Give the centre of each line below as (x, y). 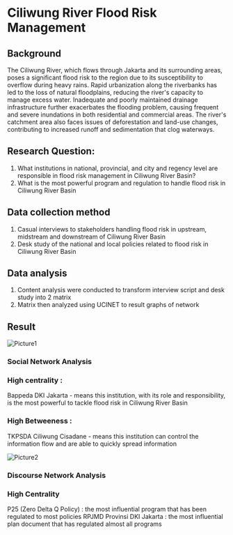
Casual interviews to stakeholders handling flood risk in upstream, (112, 229)
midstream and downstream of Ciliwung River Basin (91, 236)
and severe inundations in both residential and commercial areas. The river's (117, 114)
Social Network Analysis (50, 362)
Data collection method (59, 212)
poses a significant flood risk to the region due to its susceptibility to (105, 77)
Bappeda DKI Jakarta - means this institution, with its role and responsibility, (116, 395)
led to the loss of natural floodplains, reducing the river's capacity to (105, 92)
